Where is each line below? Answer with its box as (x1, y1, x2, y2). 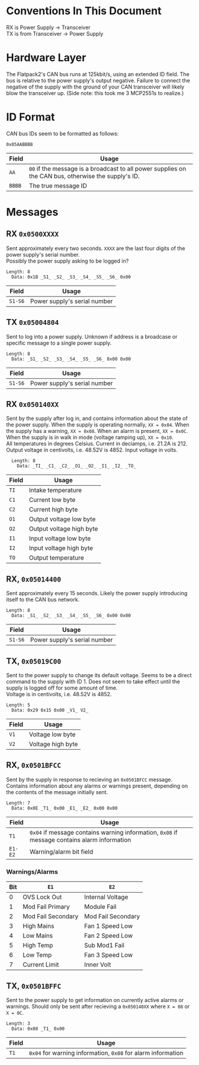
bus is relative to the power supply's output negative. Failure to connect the (6, 77, 191, 84)
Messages (6, 206, 59, 219)
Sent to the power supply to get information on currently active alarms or (6, 996, 184, 1003)
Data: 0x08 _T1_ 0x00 (11, 1026, 65, 1032)
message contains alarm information (29, 836, 131, 844)
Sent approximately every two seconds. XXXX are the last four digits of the (6, 245, 185, 252)
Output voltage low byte (28, 515, 96, 523)
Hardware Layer (6, 51, 86, 65)
